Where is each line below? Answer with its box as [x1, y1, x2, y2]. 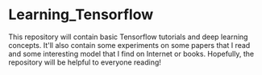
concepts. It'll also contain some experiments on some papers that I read [8, 40, 251, 49]
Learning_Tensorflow [8, 6, 154, 24]
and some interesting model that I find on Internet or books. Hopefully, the [8, 49, 255, 58]
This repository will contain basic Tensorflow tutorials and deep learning [8, 32, 248, 41]
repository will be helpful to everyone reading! [8, 57, 161, 67]
